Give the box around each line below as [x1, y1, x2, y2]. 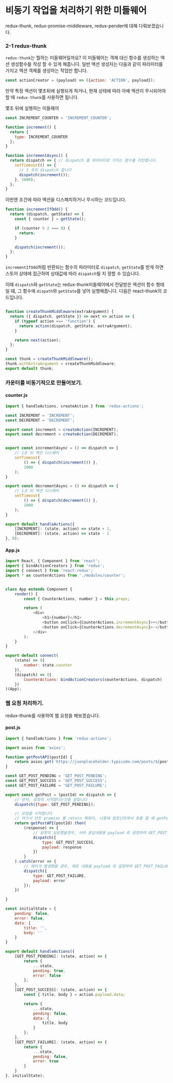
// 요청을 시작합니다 [14, 811, 53, 816]
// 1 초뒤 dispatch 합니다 [19, 167, 72, 172]
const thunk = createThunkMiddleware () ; [5, 356, 94, 362]
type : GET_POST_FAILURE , [32, 873, 86, 878]
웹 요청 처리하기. [5, 700, 44, 707]
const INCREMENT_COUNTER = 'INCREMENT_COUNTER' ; [5, 115, 112, 121]
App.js [5, 547, 20, 553]
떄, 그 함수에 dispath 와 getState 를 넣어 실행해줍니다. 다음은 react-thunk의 [10, 288, 162, 294]
